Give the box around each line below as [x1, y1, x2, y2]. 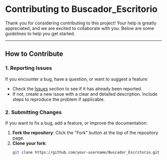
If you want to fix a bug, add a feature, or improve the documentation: [5, 120, 148, 126]
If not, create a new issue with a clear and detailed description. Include [12, 91, 158, 97]
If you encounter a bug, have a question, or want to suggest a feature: [5, 76, 149, 82]
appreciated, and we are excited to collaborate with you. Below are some [5, 25, 155, 31]
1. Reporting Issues [5, 65, 52, 72]
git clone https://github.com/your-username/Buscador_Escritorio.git [12, 150, 160, 155]
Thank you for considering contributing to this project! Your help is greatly [5, 20, 157, 26]
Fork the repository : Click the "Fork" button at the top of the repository [12, 130, 159, 136]
